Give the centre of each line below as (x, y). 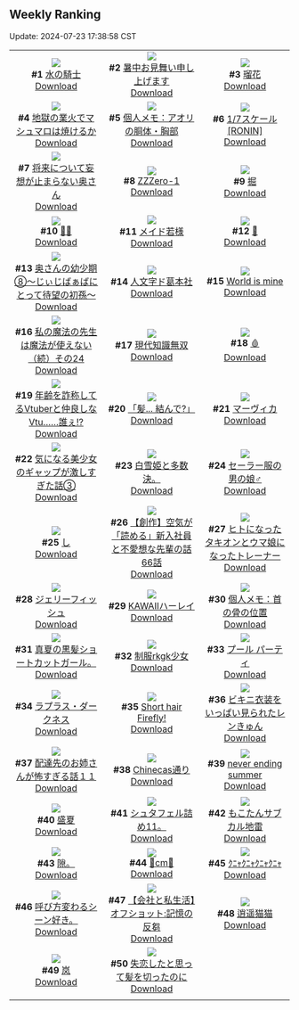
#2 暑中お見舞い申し (152, 68)
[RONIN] (245, 130)
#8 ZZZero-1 (152, 180)
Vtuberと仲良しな (61, 408)
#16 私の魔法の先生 (56, 332)
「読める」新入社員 (151, 536)
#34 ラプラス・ (47, 706)
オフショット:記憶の (152, 913)
